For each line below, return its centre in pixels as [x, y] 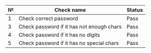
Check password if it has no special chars [69, 43]
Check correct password [48, 18]
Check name [70, 10]
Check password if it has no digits [59, 35]
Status [135, 10]
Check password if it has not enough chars [70, 26]
